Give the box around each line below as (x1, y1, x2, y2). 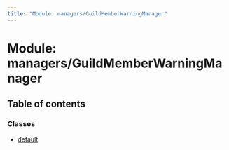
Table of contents (7, 98, 85, 110)
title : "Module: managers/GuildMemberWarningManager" (7, 10, 168, 18)
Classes (7, 119, 36, 129)
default (17, 135, 39, 144)
